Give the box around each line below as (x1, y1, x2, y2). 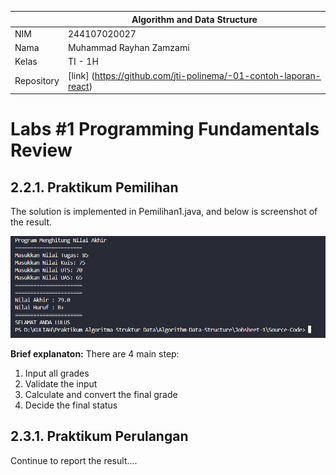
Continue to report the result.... (10, 454, 138, 466)
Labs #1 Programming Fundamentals (10, 118, 320, 141)
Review (10, 139, 73, 162)
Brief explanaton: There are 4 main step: (10, 347, 180, 360)
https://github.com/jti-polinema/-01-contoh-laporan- (94, 69, 322, 81)
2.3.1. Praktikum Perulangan (10, 428, 189, 445)
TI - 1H (67, 56, 99, 68)
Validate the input (24, 377, 98, 390)
